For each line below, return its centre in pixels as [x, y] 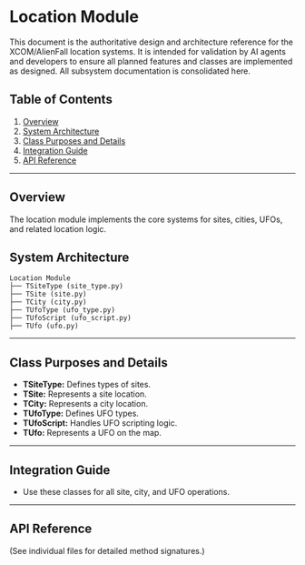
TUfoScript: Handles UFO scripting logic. [100, 423]
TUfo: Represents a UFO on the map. [92, 433]
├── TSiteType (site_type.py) [67, 287]
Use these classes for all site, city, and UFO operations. [126, 492]
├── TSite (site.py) [49, 294]
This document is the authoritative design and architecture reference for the [151, 42]
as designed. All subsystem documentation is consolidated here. [130, 71]
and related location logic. [58, 228]
